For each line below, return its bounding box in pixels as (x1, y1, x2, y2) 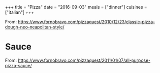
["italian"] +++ (5, 9, 34, 15)
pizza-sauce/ (5, 62, 32, 68)
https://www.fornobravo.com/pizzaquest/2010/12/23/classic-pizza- (18, 19, 155, 24)
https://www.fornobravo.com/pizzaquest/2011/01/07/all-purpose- (18, 57, 151, 63)
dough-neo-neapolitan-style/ (5, 24, 64, 30)
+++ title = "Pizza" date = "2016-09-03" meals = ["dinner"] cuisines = (5, 4, 148, 10)
